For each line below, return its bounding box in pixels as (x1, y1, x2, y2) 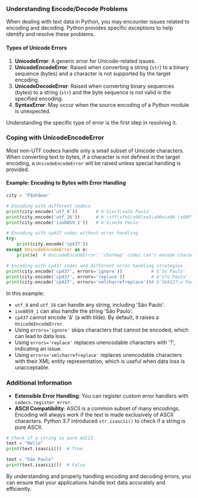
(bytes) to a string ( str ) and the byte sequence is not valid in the (14, 89, 171, 96)
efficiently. (6, 485, 32, 492)
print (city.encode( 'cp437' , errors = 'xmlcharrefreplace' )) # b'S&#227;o (6, 279, 183, 285)
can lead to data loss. (14, 333, 67, 340)
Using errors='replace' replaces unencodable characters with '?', (14, 339, 176, 346)
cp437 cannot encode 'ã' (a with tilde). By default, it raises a (14, 314, 159, 321)
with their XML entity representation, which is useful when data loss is (14, 358, 186, 365)
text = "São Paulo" (6, 457, 54, 463)
